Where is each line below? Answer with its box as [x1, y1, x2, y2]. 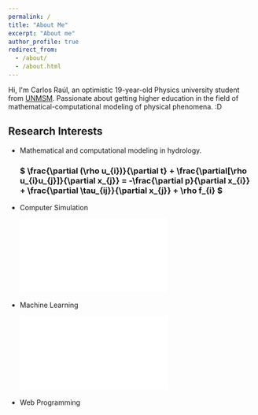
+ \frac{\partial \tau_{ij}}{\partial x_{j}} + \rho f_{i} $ [19, 185, 223, 196]
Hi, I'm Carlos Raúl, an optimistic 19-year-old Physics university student [8, 85, 240, 94]
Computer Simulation [19, 202, 89, 212]
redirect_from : [8, 46, 58, 54]
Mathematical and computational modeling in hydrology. [19, 146, 202, 155]
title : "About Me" [8, 20, 68, 29]
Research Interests [8, 124, 103, 138]
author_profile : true [8, 38, 79, 46]
